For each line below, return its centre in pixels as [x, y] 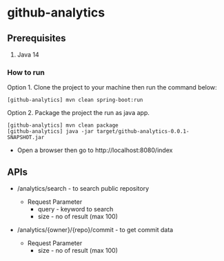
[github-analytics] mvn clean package [63, 125]
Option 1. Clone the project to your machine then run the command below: [112, 87]
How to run [26, 72]
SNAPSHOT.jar [26, 138]
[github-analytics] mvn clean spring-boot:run [75, 100]
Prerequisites [37, 38]
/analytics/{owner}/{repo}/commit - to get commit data [95, 230]
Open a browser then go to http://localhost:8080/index [95, 150]
